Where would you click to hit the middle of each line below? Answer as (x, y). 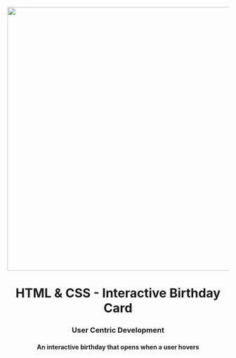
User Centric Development (118, 331)
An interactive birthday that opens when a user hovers (118, 347)
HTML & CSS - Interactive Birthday (118, 293)
